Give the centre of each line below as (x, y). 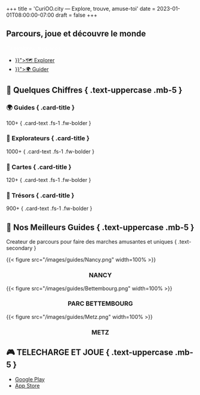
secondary (19, 248)
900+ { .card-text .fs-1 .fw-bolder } (49, 208)
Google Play (30, 379)
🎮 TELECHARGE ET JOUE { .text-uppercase (90, 353)
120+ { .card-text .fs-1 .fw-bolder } (49, 180)
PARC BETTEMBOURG (100, 303)
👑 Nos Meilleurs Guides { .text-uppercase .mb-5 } (100, 227)
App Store (27, 385)
